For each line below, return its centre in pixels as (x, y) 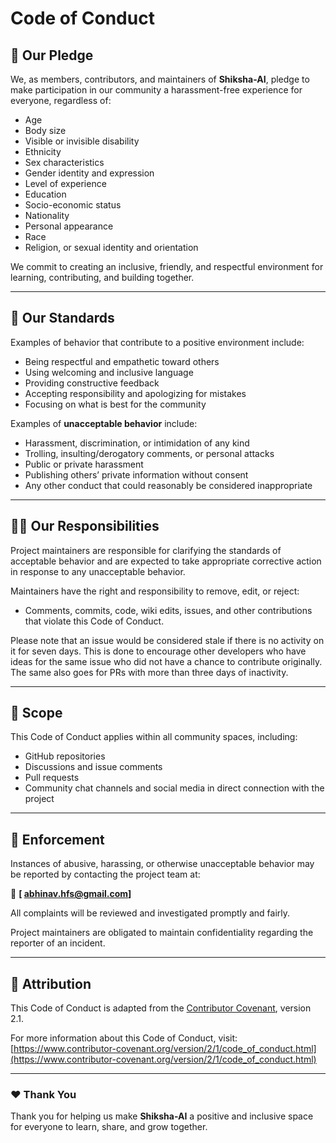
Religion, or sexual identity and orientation (111, 247)
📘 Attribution (51, 983)
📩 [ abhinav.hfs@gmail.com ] (71, 894)
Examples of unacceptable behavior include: (104, 423)
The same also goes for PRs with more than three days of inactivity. (149, 672)
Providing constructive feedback (92, 383)
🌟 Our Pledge (52, 55)
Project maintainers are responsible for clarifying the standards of (146, 550)
